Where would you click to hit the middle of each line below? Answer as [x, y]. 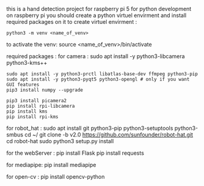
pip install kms [27, 111]
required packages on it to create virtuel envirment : [72, 22]
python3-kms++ [27, 63]
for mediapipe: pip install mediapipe [51, 165]
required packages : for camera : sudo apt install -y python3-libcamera [96, 56]
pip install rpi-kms [33, 117]
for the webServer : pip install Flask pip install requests [75, 153]
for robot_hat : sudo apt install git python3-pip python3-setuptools [90, 128]
